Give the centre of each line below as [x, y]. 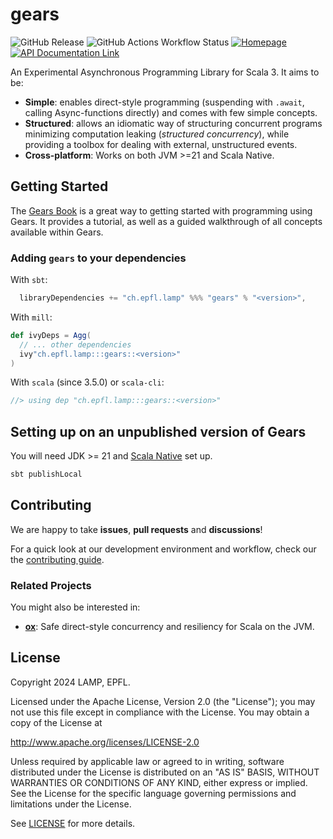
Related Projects [51, 585]
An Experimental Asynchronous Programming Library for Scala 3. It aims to [165, 72]
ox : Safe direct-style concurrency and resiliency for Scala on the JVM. [169, 627]
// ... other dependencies [75, 344]
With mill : [31, 317]
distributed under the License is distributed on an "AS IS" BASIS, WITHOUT [165, 772]
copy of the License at [56, 722]
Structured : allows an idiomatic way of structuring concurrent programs [173, 123]
